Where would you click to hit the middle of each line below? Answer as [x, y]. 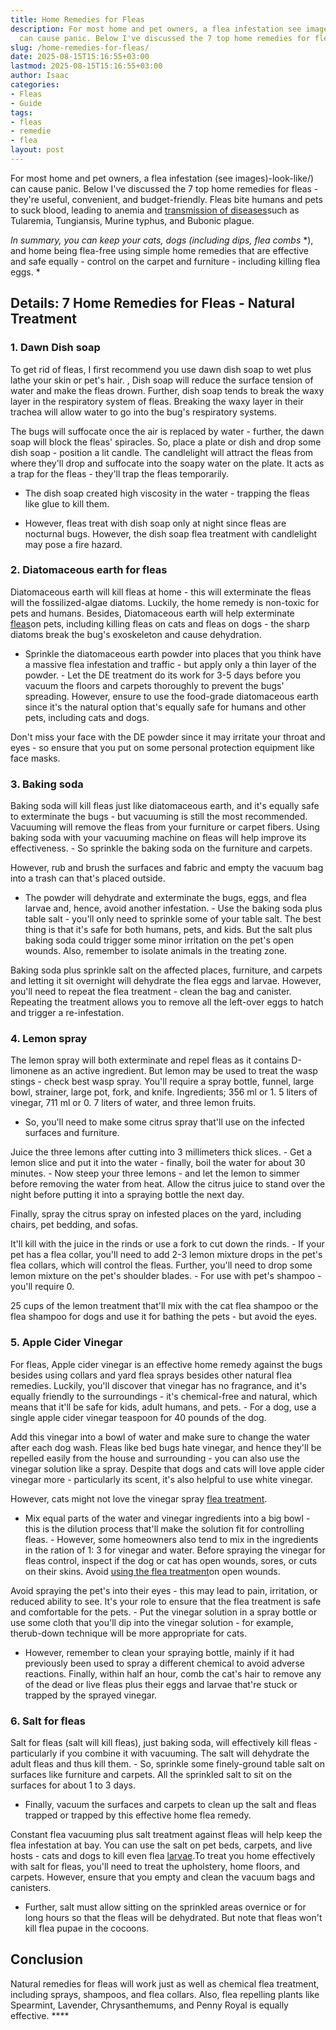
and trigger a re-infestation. [67, 1013]
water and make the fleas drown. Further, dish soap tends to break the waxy [167, 390]
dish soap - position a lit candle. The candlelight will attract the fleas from [162, 452]
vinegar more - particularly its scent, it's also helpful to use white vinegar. [161, 1479]
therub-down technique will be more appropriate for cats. [128, 1633]
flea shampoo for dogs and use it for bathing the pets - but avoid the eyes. [164, 1317]
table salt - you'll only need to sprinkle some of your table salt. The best [173, 919]
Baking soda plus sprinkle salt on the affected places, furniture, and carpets [166, 970]
